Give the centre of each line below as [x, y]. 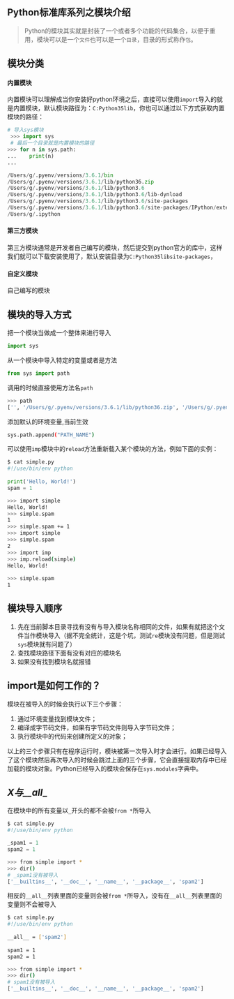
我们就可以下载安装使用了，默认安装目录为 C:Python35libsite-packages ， [112, 256]
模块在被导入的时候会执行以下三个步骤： [65, 704]
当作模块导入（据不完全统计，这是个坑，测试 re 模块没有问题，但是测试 [124, 635]
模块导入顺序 [35, 608]
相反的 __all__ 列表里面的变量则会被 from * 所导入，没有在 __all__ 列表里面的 [115, 896]
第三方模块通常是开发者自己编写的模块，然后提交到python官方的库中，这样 [115, 247]
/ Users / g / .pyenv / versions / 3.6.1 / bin [60, 175]
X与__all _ [27, 793]
